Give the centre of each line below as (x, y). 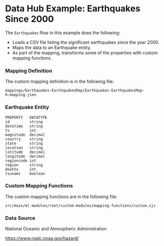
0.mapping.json (21, 95)
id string (24, 122)
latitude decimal (25, 152)
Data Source (20, 218)
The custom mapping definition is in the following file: (60, 81)
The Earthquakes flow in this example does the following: (63, 33)
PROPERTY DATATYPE (26, 117)
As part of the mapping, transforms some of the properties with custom (85, 53)
